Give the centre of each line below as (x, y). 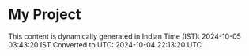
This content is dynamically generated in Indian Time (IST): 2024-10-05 (124, 36)
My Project (45, 15)
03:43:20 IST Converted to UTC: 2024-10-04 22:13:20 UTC (105, 44)
